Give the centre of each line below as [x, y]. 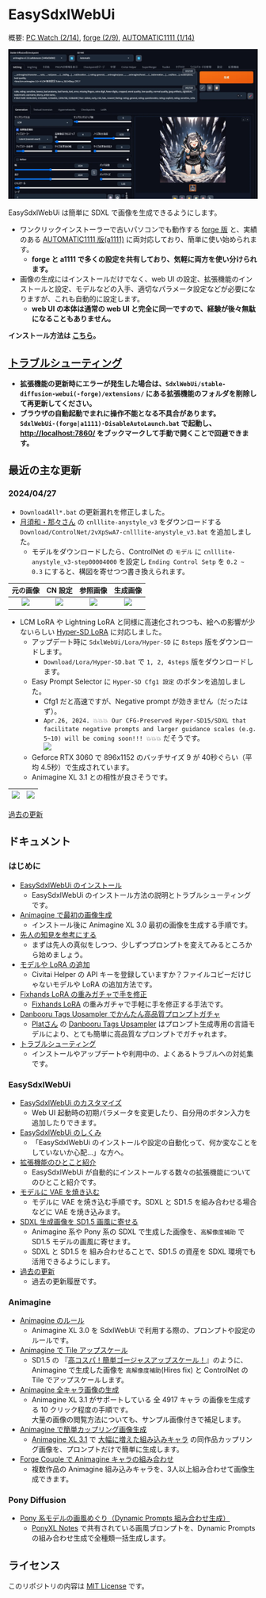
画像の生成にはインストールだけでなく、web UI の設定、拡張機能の [129, 279]
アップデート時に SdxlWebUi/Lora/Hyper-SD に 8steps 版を [125, 642]
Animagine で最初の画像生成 [66, 914]
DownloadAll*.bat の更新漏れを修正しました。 [94, 512]
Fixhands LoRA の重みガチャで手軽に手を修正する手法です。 [129, 1004]
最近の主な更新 [45, 471]
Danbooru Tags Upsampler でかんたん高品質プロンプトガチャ [120, 1014]
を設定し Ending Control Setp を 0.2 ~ [181, 561]
